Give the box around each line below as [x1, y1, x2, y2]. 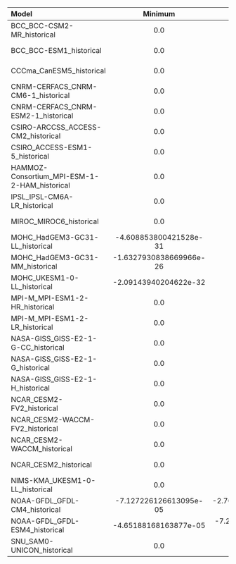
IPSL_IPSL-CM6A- [11, 192, 74, 202]
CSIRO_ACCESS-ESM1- [11, 142, 93, 152]
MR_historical [11, 30, 56, 39]
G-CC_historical [11, 343, 65, 352]
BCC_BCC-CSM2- [11, 21, 74, 30]
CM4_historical [11, 505, 61, 514]
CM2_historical [11, 131, 61, 140]
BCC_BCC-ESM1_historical [11, 46, 102, 55]
